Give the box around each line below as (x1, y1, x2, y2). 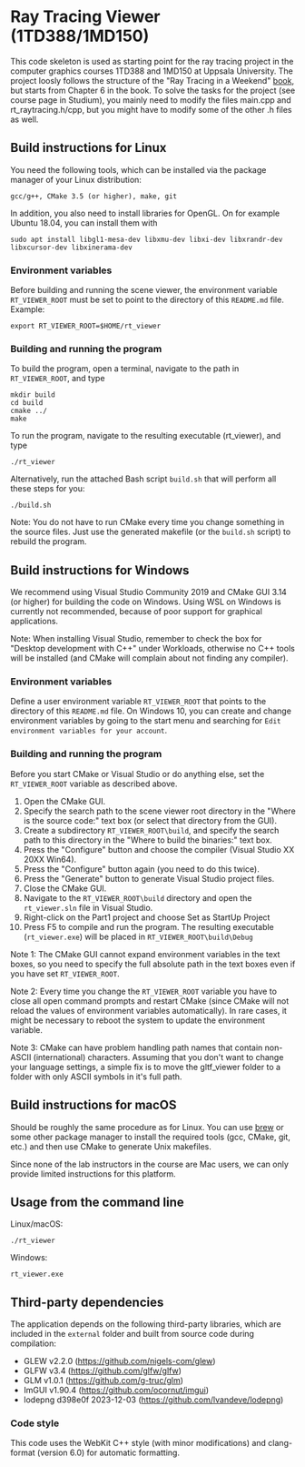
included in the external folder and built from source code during (10, 1329, 255, 1340)
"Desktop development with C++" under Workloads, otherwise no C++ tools (10, 643, 296, 654)
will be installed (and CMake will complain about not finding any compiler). (10, 653, 289, 663)
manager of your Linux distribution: (10, 174, 142, 185)
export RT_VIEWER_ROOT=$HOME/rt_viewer (10, 321, 162, 331)
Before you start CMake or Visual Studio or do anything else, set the (10, 768, 265, 779)
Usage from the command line (10, 1194, 184, 1209)
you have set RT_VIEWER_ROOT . (10, 967, 121, 979)
